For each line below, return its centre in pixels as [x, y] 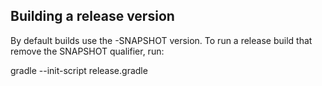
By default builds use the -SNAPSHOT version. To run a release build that [161, 40]
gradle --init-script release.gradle [79, 70]
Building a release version [92, 16]
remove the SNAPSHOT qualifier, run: [87, 51]
